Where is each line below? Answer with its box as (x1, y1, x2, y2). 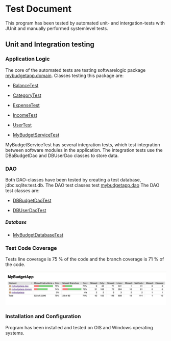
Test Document (5, 3, 71, 15)
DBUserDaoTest (12, 207, 46, 213)
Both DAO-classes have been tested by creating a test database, (5, 176, 141, 182)
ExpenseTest (12, 102, 40, 108)
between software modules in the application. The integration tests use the (5, 147, 163, 153)
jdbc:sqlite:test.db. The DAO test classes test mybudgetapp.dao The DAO (5, 182, 160, 188)
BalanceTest (12, 82, 39, 88)
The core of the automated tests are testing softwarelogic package (5, 67, 146, 73)
